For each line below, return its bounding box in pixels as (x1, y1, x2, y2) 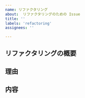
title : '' (5, 16, 26, 21)
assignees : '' (5, 25, 35, 30)
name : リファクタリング (5, 7, 48, 12)
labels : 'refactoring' (5, 21, 52, 26)
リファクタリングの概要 (5, 49, 77, 57)
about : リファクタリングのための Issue (5, 12, 81, 17)
